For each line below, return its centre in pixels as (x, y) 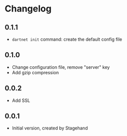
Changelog (28, 9)
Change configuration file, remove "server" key (61, 67)
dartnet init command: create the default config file (67, 39)
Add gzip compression (35, 72)
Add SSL (21, 100)
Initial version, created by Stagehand (50, 128)
